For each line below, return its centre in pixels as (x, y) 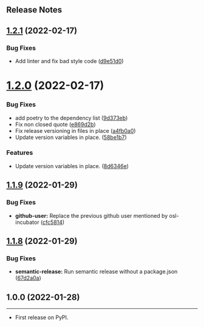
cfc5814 (52, 222)
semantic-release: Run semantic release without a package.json (96, 272)
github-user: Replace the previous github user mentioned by (91, 215)
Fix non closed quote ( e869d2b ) (55, 124)
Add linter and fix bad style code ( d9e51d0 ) (69, 61)
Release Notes (34, 10)
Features (20, 153)
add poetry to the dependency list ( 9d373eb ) (71, 118)
